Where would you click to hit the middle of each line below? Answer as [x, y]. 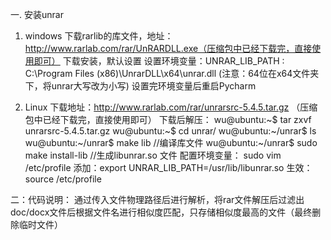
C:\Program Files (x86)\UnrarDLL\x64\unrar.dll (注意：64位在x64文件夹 [172, 73]
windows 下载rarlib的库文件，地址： [99, 36]
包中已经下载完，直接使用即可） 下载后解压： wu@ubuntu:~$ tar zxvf [168, 119]
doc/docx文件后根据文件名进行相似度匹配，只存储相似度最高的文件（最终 [161, 212]
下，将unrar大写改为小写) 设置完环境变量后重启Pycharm [140, 86]
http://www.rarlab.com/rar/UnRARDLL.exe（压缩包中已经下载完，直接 [168, 48]
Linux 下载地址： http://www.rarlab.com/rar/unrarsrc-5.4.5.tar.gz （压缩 [171, 107]
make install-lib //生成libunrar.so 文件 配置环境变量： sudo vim [153, 155]
